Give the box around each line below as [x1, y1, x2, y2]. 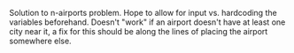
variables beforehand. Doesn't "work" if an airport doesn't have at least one [9, 17, 286, 27]
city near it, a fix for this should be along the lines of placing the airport [9, 26, 268, 36]
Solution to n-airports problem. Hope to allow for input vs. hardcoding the [9, 8, 277, 18]
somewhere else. [9, 35, 73, 46]
